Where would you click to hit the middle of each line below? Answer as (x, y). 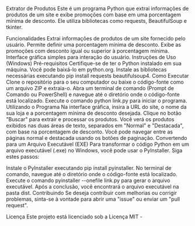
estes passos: (23, 157)
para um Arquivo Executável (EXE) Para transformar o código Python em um (98, 144)
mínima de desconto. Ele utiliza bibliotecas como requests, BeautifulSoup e (96, 21)
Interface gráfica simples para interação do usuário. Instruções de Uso (91, 57)
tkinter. (14, 27)
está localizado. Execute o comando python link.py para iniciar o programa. (97, 101)
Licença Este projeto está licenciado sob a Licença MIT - (74, 217)
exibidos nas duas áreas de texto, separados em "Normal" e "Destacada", (95, 126)
